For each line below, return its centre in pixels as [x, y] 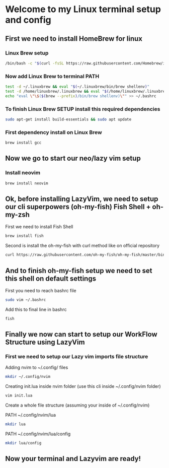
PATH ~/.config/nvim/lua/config [38, 434]
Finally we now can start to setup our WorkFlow [81, 334]
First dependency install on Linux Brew [54, 132]
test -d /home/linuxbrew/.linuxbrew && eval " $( [57, 91]
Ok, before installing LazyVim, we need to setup [82, 199]
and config [28, 20]
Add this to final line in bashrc [36, 309]
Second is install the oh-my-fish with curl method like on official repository [82, 246]
